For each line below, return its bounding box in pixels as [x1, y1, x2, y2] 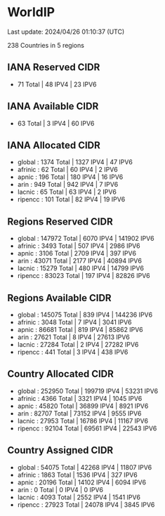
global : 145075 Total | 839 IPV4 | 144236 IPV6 [17, 310, 153, 319]
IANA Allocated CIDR [7, 139, 100, 151]
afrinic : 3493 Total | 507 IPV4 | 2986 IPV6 [17, 242, 140, 250]
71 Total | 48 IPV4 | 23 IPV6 [17, 80, 97, 88]
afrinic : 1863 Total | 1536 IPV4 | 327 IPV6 [17, 470, 138, 479]
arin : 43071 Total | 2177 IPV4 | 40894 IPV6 [17, 257, 143, 265]
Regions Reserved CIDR [7, 216, 114, 227]
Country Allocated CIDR [7, 368, 114, 380]
